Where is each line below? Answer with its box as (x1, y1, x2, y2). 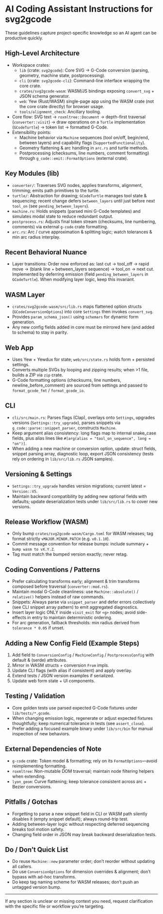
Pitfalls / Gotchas (5, 798, 58, 806)
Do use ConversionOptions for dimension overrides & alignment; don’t (12, 869, 151, 875)
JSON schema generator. (19, 93, 70, 99)
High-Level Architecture (5, 49, 80, 57)
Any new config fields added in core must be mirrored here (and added (12, 324, 154, 330)
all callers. (12, 863, 33, 870)
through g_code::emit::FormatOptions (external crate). (19, 155, 129, 161)
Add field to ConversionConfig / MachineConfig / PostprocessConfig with (12, 652, 154, 658)
